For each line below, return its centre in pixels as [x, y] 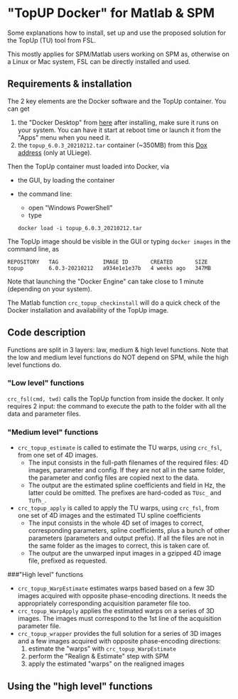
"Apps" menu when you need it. [64, 137]
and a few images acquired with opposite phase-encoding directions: [119, 641]
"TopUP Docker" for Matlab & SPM [111, 13]
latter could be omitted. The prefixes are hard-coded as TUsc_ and [125, 493]
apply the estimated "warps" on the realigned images [106, 664]
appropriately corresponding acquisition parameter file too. [104, 603]
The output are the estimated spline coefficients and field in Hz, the [127, 485]
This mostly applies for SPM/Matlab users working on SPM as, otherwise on [118, 54]
